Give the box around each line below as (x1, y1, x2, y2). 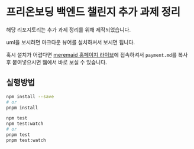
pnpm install (6, 105, 38, 111)
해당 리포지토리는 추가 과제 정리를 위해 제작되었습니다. (6, 26, 131, 33)
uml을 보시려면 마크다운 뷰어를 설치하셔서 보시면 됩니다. (6, 38, 135, 46)
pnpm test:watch (6, 137, 46, 143)
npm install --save (6, 93, 54, 99)
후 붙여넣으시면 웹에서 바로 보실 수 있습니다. (6, 59, 108, 66)
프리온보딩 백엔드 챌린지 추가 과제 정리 (6, 5, 181, 19)
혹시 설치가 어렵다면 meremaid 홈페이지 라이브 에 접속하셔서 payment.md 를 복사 (6, 51, 188, 58)
